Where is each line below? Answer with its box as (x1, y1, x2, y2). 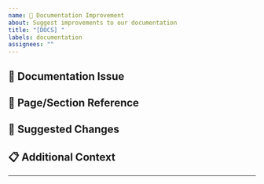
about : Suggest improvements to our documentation (8, 19, 178, 27)
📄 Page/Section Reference (8, 96, 140, 110)
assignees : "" (8, 41, 55, 49)
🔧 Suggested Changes (8, 123, 120, 136)
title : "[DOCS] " (8, 26, 65, 34)
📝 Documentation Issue (8, 70, 125, 83)
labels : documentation (8, 33, 82, 41)
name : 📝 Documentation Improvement (8, 11, 125, 20)
